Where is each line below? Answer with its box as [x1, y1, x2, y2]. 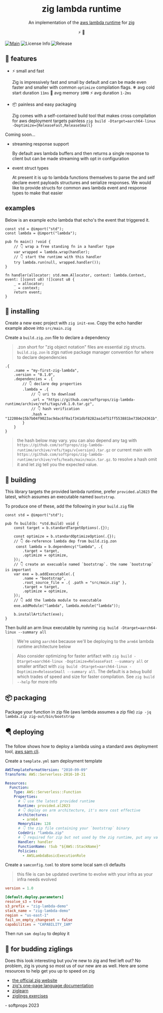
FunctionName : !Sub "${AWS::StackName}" [17, 844, 101, 849]
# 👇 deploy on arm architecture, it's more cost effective [17, 807, 141, 813]
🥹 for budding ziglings [5, 945, 73, 953]
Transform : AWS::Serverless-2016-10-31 [5, 772, 86, 777]
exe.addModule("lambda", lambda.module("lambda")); [14, 603, 120, 608]
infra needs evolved [16, 877, 57, 882]
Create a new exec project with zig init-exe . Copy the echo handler [5, 320, 143, 326]
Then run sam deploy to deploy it [5, 931, 70, 937]
